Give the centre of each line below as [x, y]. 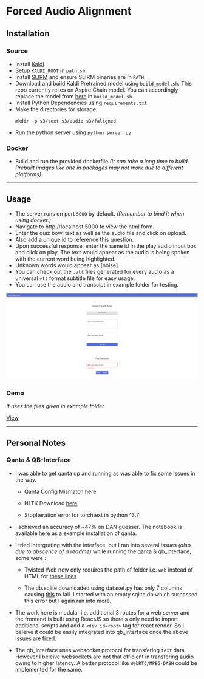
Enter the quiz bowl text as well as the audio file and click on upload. [101, 233]
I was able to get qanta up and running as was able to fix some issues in [105, 473]
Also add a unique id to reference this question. [74, 239]
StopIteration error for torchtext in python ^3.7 [82, 515]
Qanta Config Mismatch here [60, 491]
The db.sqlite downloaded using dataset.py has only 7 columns [103, 588]
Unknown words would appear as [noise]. [67, 265]
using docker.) [33, 220]
